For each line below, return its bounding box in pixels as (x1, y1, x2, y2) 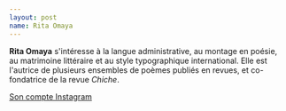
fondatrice (9, 74, 47, 84)
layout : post (9, 12, 58, 22)
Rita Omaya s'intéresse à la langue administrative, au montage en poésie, (9, 45, 278, 56)
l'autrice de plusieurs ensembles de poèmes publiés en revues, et (9, 64, 250, 75)
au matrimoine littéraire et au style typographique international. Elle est (9, 55, 267, 66)
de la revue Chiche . (48, 74, 120, 84)
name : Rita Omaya (9, 21, 73, 30)
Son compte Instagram (9, 91, 93, 102)
